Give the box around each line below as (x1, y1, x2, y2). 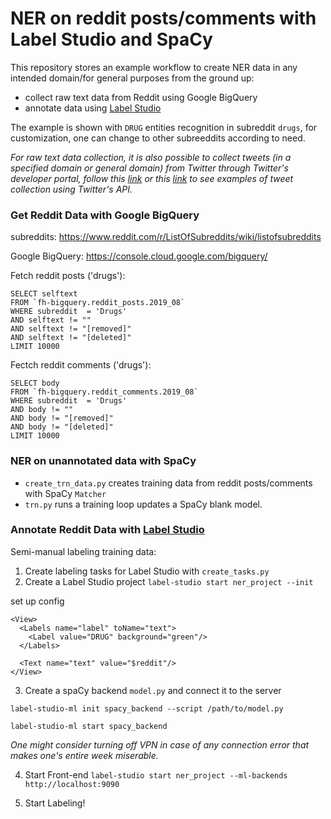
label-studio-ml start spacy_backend (10, 721, 168, 731)
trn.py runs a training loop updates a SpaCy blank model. (24, 498, 263, 510)
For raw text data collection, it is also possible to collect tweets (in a (10, 151, 292, 163)
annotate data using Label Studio (24, 102, 162, 114)
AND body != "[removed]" (10, 413, 114, 424)
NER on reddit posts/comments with (10, 7, 317, 30)
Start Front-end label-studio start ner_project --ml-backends (24, 768, 288, 781)
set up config (10, 595, 65, 607)
